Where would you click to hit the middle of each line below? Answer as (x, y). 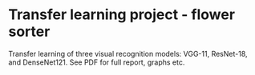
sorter (29, 32)
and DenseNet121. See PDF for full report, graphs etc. (97, 62)
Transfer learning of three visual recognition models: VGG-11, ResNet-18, (128, 53)
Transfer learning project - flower (121, 15)
